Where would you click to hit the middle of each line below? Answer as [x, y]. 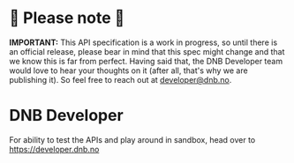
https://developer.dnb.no [54, 149]
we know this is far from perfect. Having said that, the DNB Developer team [146, 61]
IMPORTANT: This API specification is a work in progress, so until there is [143, 42]
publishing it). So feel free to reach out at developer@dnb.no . [121, 79]
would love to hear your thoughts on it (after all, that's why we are [129, 70]
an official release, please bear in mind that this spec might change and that [147, 51]
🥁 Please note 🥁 [67, 18]
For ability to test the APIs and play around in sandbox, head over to [132, 139]
